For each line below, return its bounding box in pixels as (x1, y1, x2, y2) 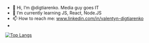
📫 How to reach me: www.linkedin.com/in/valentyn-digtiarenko (12, 15, 144, 21)
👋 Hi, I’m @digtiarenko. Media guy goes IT (12, 5, 99, 10)
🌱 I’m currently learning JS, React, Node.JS (12, 10, 101, 16)
